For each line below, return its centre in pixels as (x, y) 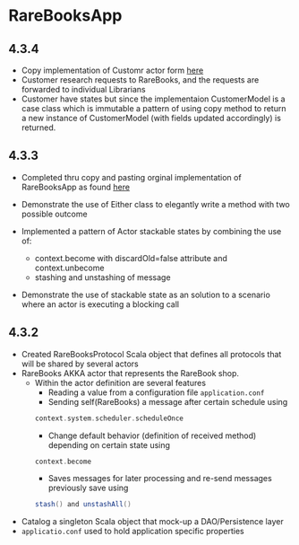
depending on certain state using (109, 444)
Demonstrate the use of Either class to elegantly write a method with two (155, 204)
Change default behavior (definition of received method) (152, 435)
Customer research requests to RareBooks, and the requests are (140, 80)
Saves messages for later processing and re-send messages (160, 479)
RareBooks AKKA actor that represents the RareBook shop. (130, 373)
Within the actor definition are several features (120, 382)
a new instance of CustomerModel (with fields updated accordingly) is (151, 118)
